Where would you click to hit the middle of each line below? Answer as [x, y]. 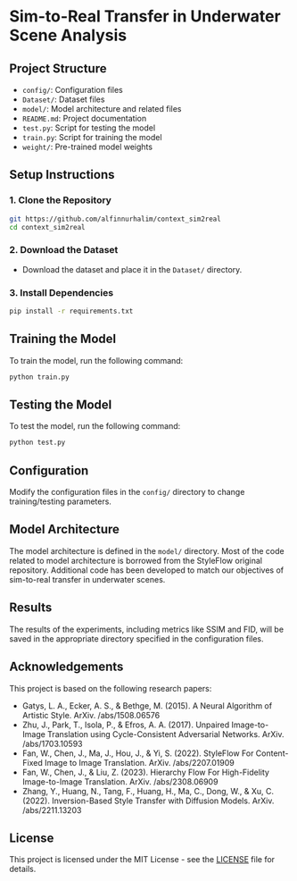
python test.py [37, 443]
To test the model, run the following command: [95, 426]
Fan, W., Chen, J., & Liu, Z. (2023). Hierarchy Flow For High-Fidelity [146, 772]
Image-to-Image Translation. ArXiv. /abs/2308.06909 [120, 781]
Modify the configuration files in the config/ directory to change [127, 492]
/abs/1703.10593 [52, 743]
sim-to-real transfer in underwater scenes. [87, 579]
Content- [272, 753]
